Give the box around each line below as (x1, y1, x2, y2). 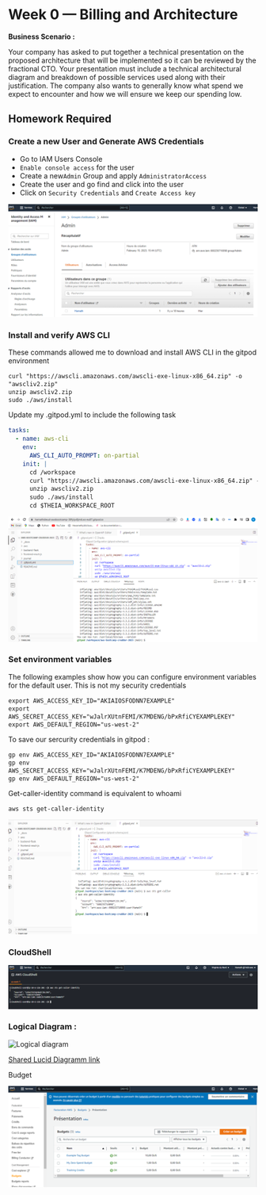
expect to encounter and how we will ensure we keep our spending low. (8, 89, 242, 98)
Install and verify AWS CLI (8, 329, 111, 340)
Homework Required (8, 113, 112, 126)
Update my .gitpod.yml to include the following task (8, 410, 177, 419)
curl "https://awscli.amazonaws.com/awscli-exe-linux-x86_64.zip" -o (8, 373, 243, 381)
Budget (8, 1070, 32, 1079)
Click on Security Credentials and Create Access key (19, 188, 196, 197)
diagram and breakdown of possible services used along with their (8, 72, 226, 82)
